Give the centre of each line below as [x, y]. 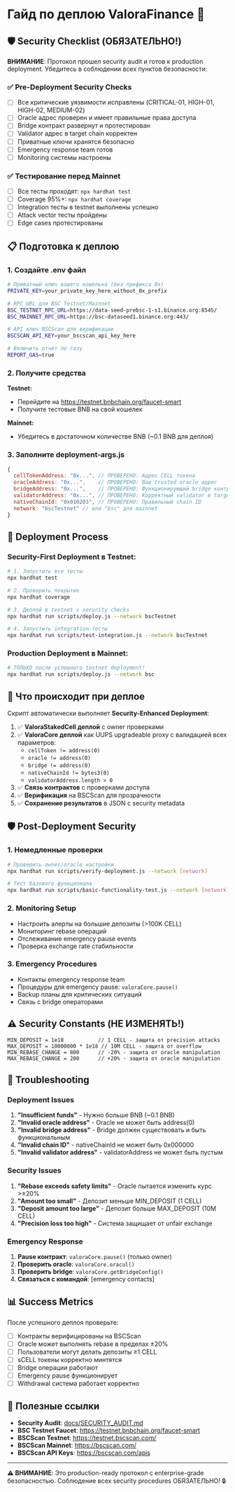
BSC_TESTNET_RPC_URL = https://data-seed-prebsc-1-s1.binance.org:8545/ [112, 310]
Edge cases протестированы [60, 223]
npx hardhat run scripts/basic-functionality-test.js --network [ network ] [119, 891]
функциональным [44, 1138]
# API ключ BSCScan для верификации [60, 329]
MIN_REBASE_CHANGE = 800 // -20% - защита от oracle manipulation [114, 1052]
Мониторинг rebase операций [62, 931]
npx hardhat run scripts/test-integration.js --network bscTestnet [108, 635]
